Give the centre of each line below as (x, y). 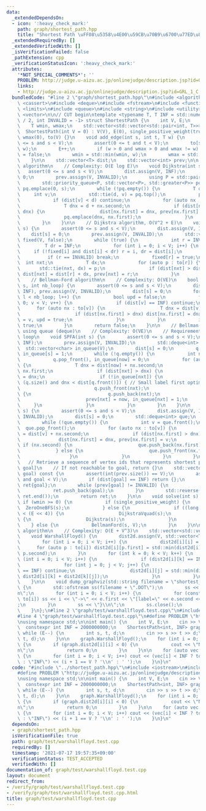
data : (13, 12)
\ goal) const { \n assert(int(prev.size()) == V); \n (96, 474)
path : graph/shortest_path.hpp (57, 29)
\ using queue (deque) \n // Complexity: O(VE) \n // (93, 331)
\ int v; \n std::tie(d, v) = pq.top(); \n (92, 194)
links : (26, 86)
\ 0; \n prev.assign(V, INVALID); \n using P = (96, 177)
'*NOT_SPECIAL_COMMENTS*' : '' (56, 75)
